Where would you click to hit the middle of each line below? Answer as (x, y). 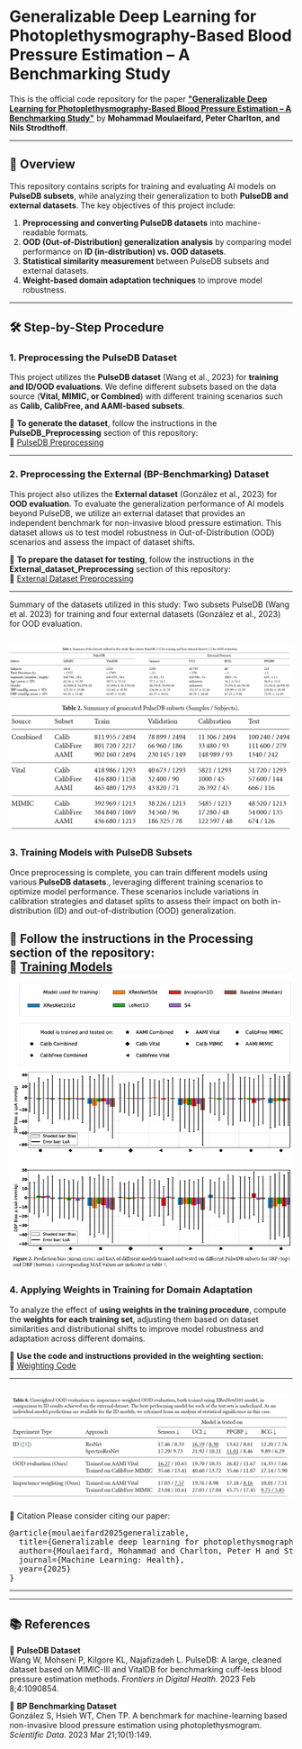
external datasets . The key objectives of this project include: (123, 205)
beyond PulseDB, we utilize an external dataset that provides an (127, 513)
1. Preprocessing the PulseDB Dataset (93, 358)
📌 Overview (42, 164)
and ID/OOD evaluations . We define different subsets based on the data (143, 387)
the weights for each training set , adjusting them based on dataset (134, 1319)
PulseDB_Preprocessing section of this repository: (104, 433)
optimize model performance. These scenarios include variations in (134, 891)
